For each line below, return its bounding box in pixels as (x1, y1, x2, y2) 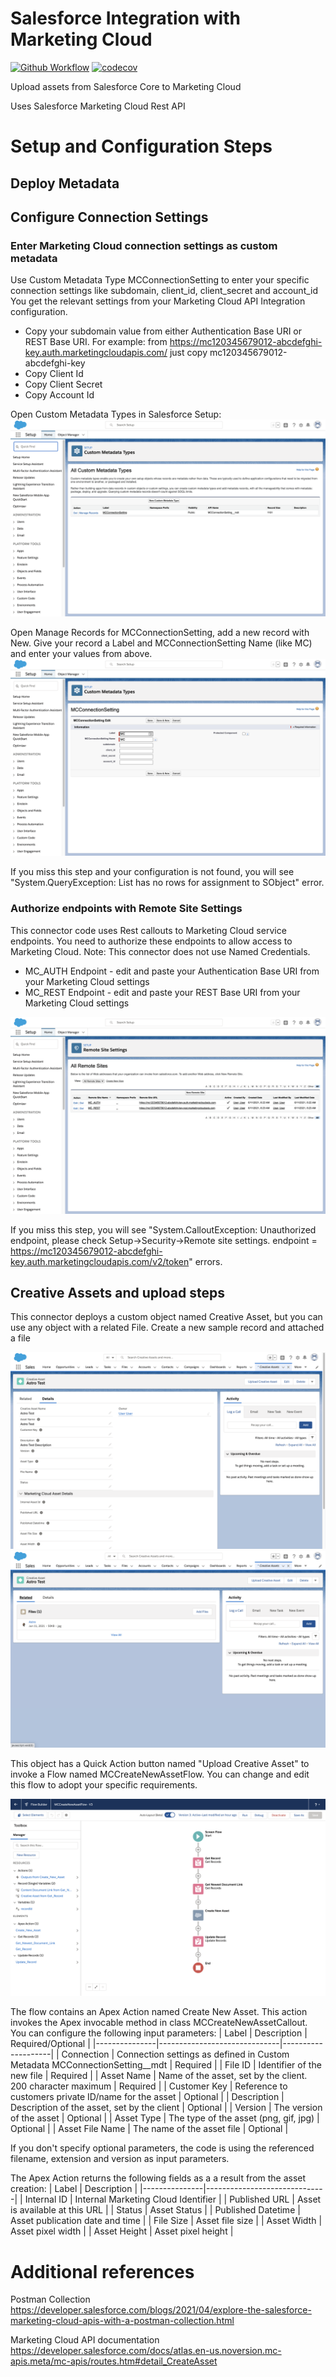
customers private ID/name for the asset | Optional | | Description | (10, 2091, 285, 2103)
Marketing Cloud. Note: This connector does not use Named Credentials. (10, 945, 311, 957)
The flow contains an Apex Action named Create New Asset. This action (10, 2006, 308, 2018)
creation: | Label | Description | (10, 2183, 138, 2195)
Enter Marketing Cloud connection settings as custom (10, 238, 278, 252)
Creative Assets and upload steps (10, 1284, 226, 1301)
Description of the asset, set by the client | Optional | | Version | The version (10, 2102, 323, 2114)
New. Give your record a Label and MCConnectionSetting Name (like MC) (10, 637, 313, 649)
